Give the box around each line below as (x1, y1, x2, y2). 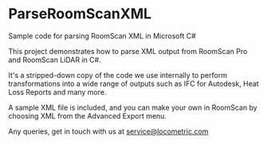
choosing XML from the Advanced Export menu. (8, 111, 167, 120)
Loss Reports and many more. (8, 87, 107, 96)
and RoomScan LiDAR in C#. (8, 55, 101, 64)
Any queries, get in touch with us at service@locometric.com (8, 126, 209, 136)
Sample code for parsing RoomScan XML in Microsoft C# (8, 31, 197, 41)
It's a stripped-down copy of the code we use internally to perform (8, 70, 227, 80)
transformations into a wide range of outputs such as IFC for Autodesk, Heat (8, 79, 259, 88)
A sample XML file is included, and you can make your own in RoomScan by (8, 103, 257, 112)
